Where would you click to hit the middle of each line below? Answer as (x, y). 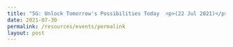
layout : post (26, 33)
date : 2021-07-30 (32, 20)
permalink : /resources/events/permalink (67, 26)
